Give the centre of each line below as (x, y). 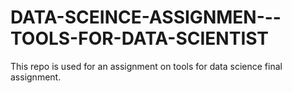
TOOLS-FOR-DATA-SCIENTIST (140, 38)
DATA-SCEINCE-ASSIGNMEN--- (146, 17)
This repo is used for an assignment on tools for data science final (146, 66)
